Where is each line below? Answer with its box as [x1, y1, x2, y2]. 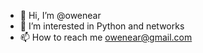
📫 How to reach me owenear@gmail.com [19, 31, 193, 43]
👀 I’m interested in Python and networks [19, 20, 185, 32]
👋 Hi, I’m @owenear [19, 10, 102, 21]
